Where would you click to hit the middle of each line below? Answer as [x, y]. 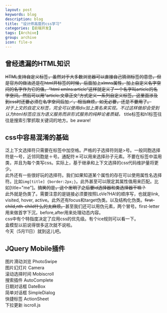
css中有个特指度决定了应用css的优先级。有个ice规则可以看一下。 [72, 219]
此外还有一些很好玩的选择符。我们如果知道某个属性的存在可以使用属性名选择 [83, 175]
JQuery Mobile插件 [35, 248]
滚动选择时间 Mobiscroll [30, 274]
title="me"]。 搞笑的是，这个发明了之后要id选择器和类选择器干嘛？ [79, 188]
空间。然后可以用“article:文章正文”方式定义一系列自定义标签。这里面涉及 [83, 95]
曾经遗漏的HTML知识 [38, 64]
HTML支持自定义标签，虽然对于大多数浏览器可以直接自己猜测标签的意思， [81, 77]
